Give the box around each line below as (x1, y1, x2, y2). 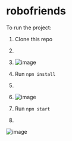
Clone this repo (14, 35, 52, 42)
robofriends (6, 4, 67, 18)
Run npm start (14, 105, 51, 112)
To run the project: (6, 24, 52, 31)
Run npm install (14, 70, 56, 77)
